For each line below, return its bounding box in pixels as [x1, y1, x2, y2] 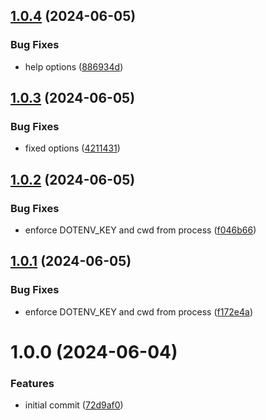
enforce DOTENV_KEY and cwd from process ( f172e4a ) [24, 305, 254, 318]
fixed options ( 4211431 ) [24, 142, 121, 154]
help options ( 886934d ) [24, 60, 124, 73]
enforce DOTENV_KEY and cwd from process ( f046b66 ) [24, 224, 257, 236]
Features [10, 376, 55, 390]
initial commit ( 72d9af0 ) [24, 399, 124, 411]
